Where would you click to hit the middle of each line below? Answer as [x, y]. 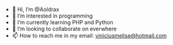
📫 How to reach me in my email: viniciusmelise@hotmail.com [89, 36]
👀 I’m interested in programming [52, 16]
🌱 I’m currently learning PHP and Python [63, 22]
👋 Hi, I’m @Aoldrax [36, 9]
